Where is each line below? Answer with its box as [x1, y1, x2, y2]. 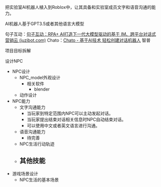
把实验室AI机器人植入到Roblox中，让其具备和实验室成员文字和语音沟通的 [5, 4, 152, 10]
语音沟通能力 [19, 129, 46, 135]
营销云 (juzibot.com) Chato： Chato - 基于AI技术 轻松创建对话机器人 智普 [5, 37, 151, 43]
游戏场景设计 [12, 170, 38, 176]
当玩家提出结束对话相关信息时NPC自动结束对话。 [26, 117, 126, 122]
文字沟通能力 [19, 104, 46, 110]
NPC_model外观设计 [19, 75, 61, 80]
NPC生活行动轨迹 [19, 141, 55, 147]
